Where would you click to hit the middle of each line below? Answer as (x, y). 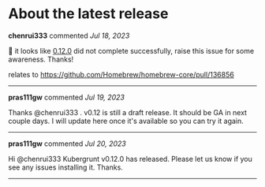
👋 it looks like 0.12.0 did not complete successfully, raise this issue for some (131, 50)
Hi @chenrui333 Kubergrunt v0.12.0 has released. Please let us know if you (130, 159)
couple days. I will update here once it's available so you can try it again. (126, 121)
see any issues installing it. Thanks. (66, 167)
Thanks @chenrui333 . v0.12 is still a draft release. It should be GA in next (127, 112)
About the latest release (88, 14)
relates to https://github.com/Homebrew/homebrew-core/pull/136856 (121, 74)
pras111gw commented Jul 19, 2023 (66, 97)
